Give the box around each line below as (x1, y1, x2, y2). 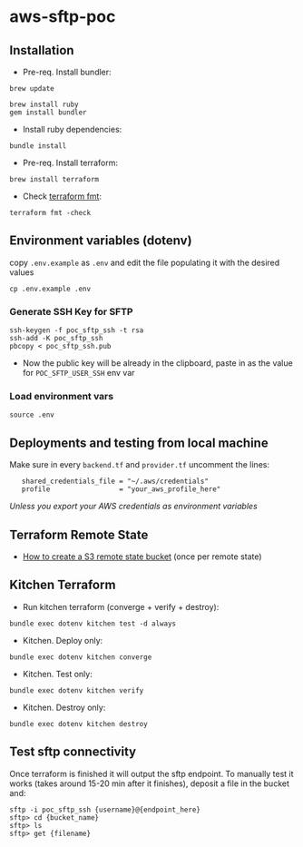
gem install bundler (9, 108, 88, 117)
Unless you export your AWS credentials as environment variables (9, 501, 259, 512)
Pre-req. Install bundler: (22, 66, 112, 77)
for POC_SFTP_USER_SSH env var (22, 368, 135, 379)
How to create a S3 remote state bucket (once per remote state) (22, 551, 262, 562)
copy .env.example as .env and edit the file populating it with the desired (9, 257, 280, 268)
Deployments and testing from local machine (9, 435, 269, 450)
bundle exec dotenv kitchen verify (9, 685, 144, 695)
